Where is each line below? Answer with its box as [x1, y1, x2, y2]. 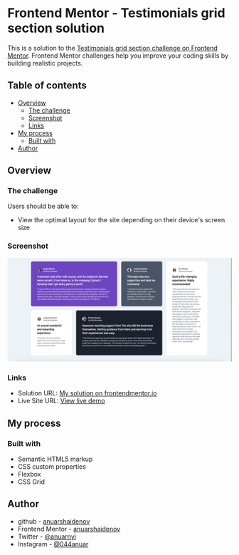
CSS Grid [17, 477, 45, 486]
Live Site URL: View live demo [17, 397, 105, 405]
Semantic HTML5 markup [17, 455, 93, 464]
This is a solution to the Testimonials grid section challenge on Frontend [7, 43, 218, 52]
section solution [7, 20, 105, 36]
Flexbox [17, 470, 41, 479]
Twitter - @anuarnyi [17, 532, 77, 541]
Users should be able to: [7, 202, 80, 211]
